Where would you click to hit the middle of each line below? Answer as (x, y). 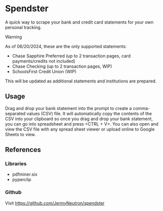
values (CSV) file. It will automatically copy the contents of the (89, 113)
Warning (13, 37)
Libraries (16, 164)
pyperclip (22, 180)
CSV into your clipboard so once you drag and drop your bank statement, (79, 119)
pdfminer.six (25, 174)
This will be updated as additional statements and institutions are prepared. (81, 81)
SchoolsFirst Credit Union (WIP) (44, 71)
